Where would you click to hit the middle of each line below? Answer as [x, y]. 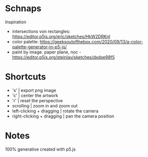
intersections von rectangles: [41, 31]
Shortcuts [25, 77]
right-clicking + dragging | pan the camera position [63, 116]
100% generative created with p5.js [41, 149]
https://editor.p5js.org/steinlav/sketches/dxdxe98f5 [63, 57]
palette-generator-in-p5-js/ [39, 47]
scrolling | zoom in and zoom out [45, 105]
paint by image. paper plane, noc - [47, 52]
